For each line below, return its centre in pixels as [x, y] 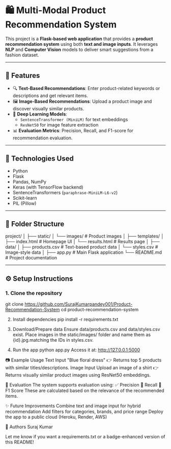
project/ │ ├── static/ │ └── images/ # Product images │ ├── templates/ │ [85, 236]
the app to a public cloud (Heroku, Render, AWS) [56, 417]
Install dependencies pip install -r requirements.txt [65, 319]
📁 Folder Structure [35, 224]
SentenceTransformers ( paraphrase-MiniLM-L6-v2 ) [65, 192]
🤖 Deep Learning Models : [40, 114]
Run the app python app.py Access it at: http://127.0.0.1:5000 [76, 350]
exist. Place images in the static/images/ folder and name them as [82, 335]
